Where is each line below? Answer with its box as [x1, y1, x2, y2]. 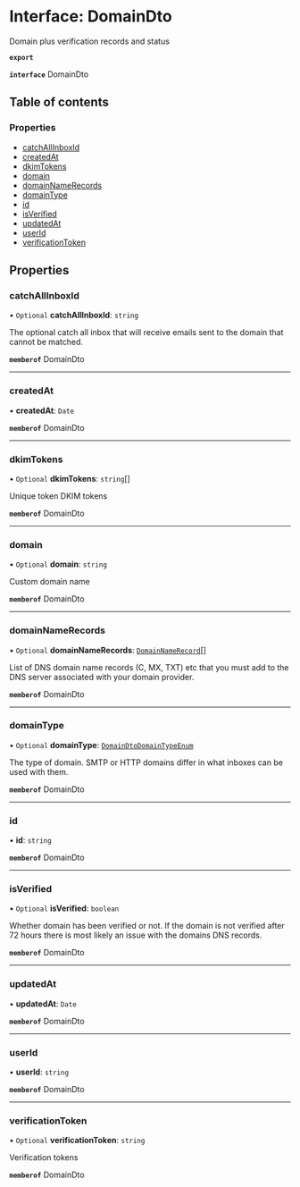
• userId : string [9, 1066, 70, 1077]
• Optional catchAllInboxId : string [9, 310, 139, 321]
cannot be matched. [9, 337, 83, 348]
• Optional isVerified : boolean [9, 903, 120, 913]
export [9, 53, 34, 62]
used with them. [9, 766, 69, 777]
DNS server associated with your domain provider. [9, 671, 195, 682]
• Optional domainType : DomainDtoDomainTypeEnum [9, 739, 194, 750]
